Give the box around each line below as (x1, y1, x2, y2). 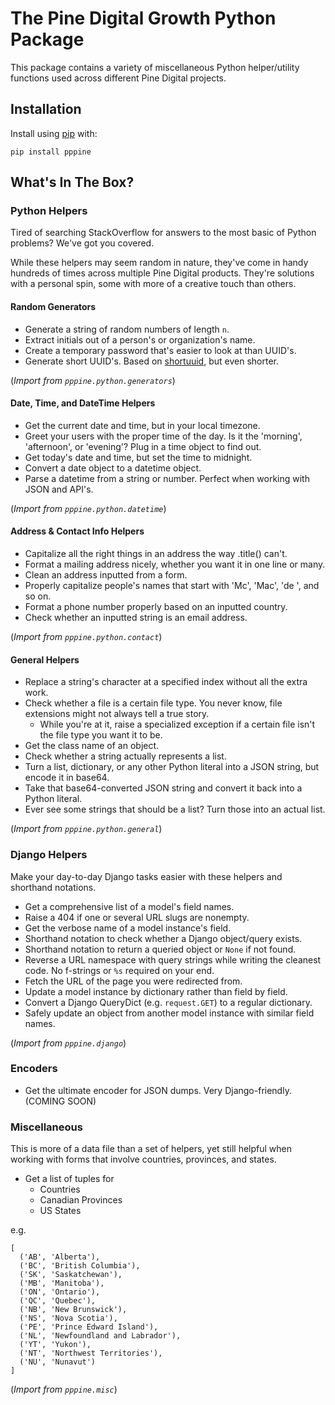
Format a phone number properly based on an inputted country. (24, 601, 288, 613)
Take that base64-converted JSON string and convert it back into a (24, 782, 303, 794)
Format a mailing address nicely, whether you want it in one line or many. (24, 558, 326, 571)
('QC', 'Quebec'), (19, 1296, 97, 1306)
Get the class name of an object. (24, 740, 160, 752)
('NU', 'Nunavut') (19, 1357, 97, 1367)
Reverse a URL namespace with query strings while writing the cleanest (24, 953, 322, 966)
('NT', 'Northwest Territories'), (19, 1348, 163, 1359)
